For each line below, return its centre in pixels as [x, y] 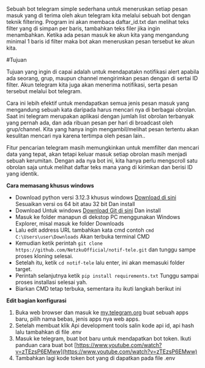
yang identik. [23, 174]
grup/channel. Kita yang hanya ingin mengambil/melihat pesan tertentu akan [102, 129]
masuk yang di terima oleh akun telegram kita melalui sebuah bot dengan [99, 15]
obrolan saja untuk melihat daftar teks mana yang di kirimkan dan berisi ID [99, 167]
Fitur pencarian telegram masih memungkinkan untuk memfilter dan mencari [103, 148]
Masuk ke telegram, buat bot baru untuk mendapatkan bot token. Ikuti [103, 339]
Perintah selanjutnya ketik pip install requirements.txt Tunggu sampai [107, 276]
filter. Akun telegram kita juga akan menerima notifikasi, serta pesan [92, 85]
